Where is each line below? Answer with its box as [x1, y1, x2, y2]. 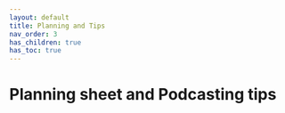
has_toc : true [9, 46, 62, 55]
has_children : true [9, 37, 82, 47]
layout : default [9, 12, 69, 22]
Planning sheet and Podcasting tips [9, 85, 277, 105]
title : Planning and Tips [9, 21, 105, 30]
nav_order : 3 [9, 29, 58, 38]
